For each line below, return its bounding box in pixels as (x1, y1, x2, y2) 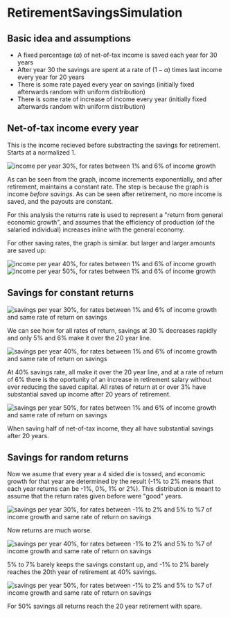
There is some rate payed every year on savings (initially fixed (17, 80, 195, 88)
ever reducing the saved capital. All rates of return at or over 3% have (7, 383, 206, 391)
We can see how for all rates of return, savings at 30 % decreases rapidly (7, 326, 217, 334)
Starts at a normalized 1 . (7, 148, 76, 157)
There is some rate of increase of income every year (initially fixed (17, 95, 206, 103)
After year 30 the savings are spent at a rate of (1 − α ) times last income (17, 66, 222, 73)
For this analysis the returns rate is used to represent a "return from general (7, 210, 223, 219)
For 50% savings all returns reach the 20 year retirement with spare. (7, 602, 202, 611)
